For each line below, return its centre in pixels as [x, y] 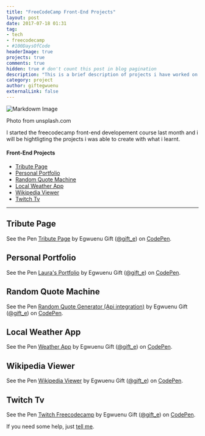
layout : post [23, 18]
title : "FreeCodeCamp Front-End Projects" [61, 12]
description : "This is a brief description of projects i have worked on [102, 74]
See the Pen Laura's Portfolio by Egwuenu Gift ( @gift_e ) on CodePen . [94, 272]
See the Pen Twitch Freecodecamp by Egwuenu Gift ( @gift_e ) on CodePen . [101, 414]
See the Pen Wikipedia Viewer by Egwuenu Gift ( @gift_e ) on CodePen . [95, 381]
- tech [15, 35]
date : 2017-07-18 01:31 [37, 23]
